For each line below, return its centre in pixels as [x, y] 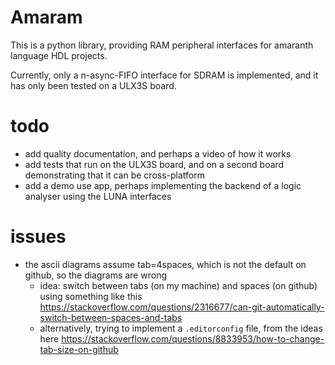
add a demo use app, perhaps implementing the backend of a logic [163, 185]
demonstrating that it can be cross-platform [114, 175]
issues [38, 237]
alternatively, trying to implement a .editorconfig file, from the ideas [181, 328]
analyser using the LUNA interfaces [98, 196]
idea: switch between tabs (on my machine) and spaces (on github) [178, 285]
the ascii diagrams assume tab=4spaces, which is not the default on [165, 264]
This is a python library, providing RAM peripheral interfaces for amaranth [162, 45]
